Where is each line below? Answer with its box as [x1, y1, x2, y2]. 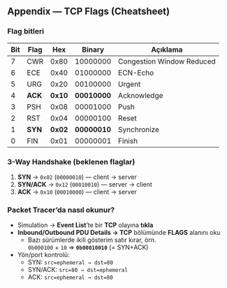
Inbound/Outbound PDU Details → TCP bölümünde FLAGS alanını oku [17, 229, 221, 237]
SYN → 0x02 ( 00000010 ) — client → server [17, 173, 138, 181]
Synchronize [117, 124, 159, 134]
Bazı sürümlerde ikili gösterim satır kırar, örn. [27, 236, 156, 244]
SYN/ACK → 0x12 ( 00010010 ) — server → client [17, 180, 152, 188]
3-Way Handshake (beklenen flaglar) [7, 157, 136, 166]
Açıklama [151, 45, 183, 55]
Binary [82, 45, 105, 55]
